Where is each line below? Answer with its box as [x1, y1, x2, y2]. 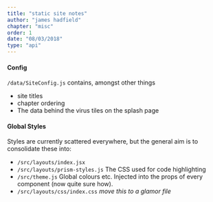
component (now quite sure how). [16, 180, 113, 188]
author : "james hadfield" [7, 16, 81, 23]
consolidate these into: [7, 145, 72, 153]
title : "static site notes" [7, 10, 88, 17]
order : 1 [7, 29, 32, 36]
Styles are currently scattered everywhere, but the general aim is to [7, 137, 199, 146]
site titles [16, 92, 43, 100]
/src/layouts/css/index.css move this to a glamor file [16, 187, 172, 196]
